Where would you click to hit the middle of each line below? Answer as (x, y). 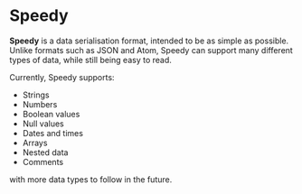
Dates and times (53, 133)
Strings (36, 95)
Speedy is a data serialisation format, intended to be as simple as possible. (149, 41)
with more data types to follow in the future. (91, 179)
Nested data (45, 152)
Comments (43, 162)
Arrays (35, 143)
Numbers (40, 104)
